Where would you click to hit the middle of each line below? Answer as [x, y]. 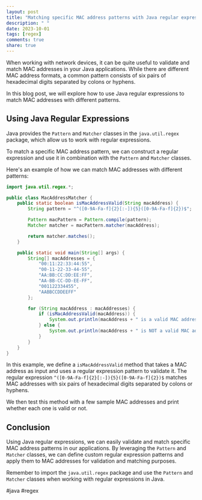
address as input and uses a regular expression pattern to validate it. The [97, 371]
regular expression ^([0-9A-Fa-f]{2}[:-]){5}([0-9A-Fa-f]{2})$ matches [97, 378]
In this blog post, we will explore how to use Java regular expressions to [95, 93]
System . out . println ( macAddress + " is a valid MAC [114, 320]
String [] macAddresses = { [62, 258]
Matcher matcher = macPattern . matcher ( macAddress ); [94, 226]
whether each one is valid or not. [47, 408]
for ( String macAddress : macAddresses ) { [82, 308]
